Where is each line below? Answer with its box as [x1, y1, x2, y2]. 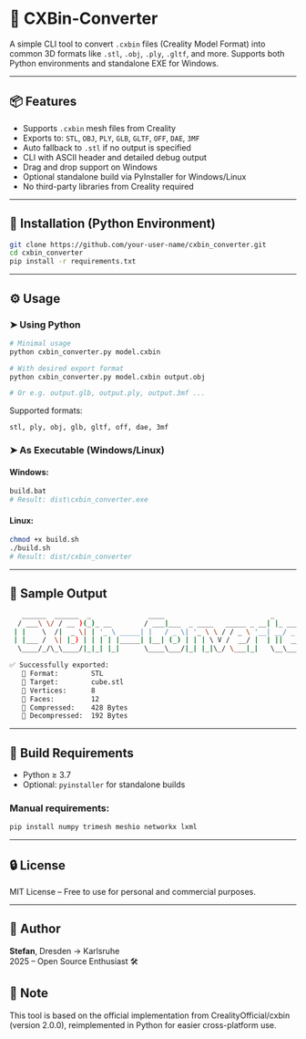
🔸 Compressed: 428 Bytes [21, 702, 128, 712]
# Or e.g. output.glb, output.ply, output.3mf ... [9, 389, 206, 398]
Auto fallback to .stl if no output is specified [22, 141, 191, 153]
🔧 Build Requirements [9, 745, 134, 761]
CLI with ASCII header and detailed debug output [22, 151, 208, 162]
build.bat [9, 487, 47, 496]
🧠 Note [9, 985, 48, 1002]
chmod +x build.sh [9, 535, 79, 545]
